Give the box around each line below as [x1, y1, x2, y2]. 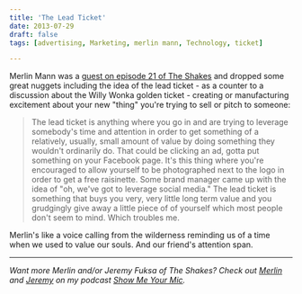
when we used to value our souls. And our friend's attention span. [9, 239, 253, 250]
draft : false [9, 30, 58, 39]
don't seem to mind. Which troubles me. [31, 212, 180, 223]
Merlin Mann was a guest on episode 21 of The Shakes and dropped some [9, 71, 285, 82]
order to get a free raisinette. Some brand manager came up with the [31, 174, 287, 185]
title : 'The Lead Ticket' [9, 13, 106, 22]
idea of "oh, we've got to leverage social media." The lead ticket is [31, 183, 277, 194]
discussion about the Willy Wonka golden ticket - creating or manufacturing [9, 90, 289, 101]
